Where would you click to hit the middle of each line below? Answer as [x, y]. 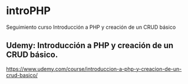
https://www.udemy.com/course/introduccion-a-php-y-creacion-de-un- [94, 69]
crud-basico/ [22, 75]
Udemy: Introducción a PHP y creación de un [90, 46]
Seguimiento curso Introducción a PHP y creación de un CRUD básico [91, 27]
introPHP [29, 11]
